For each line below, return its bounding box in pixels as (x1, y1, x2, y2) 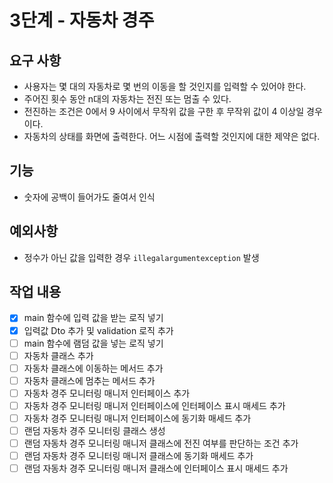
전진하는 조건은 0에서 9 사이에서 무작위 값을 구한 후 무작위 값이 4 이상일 (23, 106, 305, 117)
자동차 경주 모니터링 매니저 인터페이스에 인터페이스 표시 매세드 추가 (23, 399, 286, 411)
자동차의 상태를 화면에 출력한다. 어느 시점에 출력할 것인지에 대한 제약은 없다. (23, 131, 321, 142)
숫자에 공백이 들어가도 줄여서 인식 (23, 191, 156, 203)
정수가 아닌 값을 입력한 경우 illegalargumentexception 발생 (23, 251, 260, 263)
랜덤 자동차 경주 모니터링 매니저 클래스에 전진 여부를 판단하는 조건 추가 (23, 437, 299, 450)
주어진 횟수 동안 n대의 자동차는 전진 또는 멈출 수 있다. (23, 93, 232, 105)
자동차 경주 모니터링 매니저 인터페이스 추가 (23, 387, 191, 399)
